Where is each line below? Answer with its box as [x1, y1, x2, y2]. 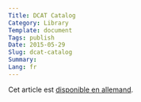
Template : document [8, 26, 73, 34]
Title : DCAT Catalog [8, 11, 77, 20]
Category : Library [8, 19, 69, 27]
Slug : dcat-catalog [8, 48, 73, 56]
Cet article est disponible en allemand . [8, 85, 134, 94]
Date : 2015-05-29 [8, 41, 66, 49]
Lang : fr [8, 63, 37, 71]
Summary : [8, 56, 37, 64]
